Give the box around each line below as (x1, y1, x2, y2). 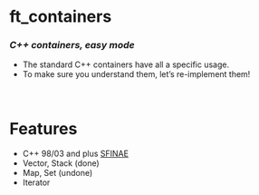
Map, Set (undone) (22, 168, 93, 179)
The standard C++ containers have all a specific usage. (22, 59, 229, 70)
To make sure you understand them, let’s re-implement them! (22, 69, 251, 80)
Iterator (22, 177, 51, 188)
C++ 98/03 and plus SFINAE (22, 148, 129, 160)
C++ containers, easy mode (9, 39, 135, 52)
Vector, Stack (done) (22, 158, 100, 169)
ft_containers (9, 6, 112, 27)
